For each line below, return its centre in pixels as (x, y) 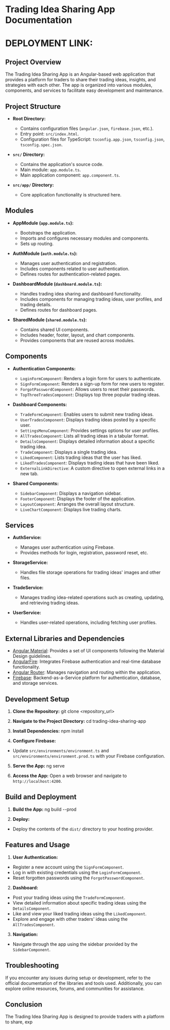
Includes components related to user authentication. (75, 269)
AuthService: (27, 538)
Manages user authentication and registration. (68, 263)
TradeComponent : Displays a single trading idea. (69, 452)
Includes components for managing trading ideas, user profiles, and (91, 299)
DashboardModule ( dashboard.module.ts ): (57, 284)
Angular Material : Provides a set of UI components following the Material (89, 651)
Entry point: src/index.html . (49, 134)
